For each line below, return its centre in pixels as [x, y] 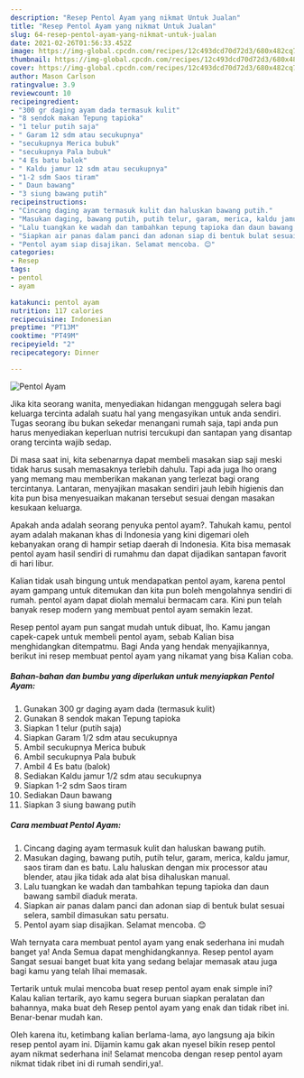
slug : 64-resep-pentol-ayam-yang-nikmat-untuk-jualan [114, 34]
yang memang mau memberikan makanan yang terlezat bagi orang [135, 478]
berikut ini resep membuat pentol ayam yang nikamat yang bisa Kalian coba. [152, 656]
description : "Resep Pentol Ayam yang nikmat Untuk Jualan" [126, 18]
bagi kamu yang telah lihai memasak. [79, 971]
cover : [23, 69]
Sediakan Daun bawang [67, 795]
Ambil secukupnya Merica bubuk [84, 747]
